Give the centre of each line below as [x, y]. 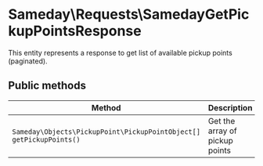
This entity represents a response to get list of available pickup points [120, 52]
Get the [222, 121]
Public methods [47, 86]
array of [222, 131]
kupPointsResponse [75, 31]
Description [230, 107]
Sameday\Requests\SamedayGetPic [129, 14]
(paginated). [28, 61]
